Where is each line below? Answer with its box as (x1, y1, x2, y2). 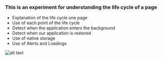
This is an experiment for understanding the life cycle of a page (5, 4, 158, 11)
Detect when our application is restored (12, 30, 91, 36)
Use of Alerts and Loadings (12, 41, 67, 46)
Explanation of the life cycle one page (12, 15, 88, 21)
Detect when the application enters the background (12, 25, 115, 31)
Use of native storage (12, 35, 56, 41)
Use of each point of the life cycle (12, 20, 80, 26)
